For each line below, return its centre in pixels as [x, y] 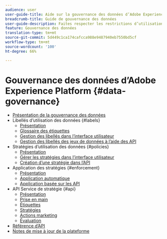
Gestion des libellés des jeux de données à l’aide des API [78, 142]
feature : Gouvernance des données [41, 28]
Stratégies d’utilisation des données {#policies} [61, 147]
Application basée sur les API [50, 184]
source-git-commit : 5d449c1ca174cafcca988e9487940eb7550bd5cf [71, 38]
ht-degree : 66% [21, 51]
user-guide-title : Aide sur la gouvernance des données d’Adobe [73, 14]
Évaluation [30, 221]
